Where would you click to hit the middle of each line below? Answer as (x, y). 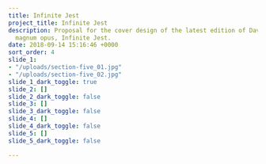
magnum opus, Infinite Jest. (63, 38)
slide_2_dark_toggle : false (55, 97)
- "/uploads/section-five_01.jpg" (65, 67)
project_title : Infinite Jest (58, 23)
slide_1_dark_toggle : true (53, 82)
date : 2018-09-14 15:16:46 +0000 (63, 45)
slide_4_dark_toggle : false (55, 126)
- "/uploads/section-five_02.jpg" (65, 74)
